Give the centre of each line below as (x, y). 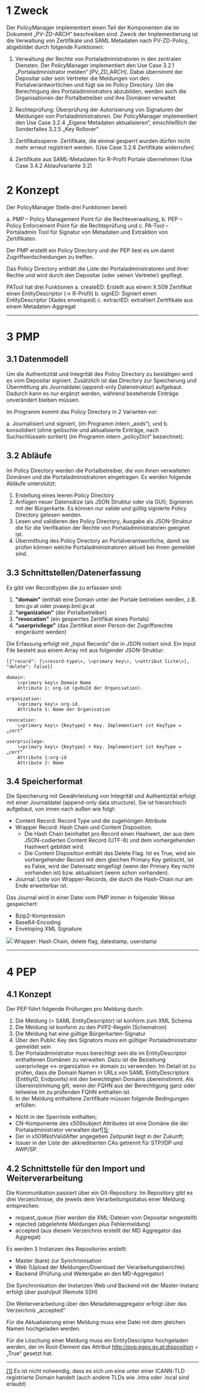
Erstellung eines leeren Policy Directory (65, 495)
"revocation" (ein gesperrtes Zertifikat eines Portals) (82, 619)
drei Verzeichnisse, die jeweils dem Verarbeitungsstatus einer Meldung (95, 1199)
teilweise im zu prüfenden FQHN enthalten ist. (73, 1092)
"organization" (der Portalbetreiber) (61, 612)
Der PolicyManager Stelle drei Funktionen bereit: (67, 207)
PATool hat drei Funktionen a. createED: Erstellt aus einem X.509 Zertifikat (99, 287)
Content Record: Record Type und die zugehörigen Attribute (91, 821)
